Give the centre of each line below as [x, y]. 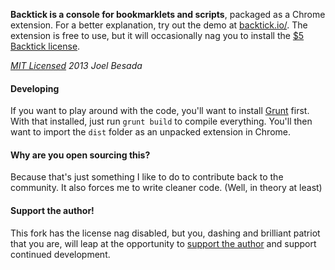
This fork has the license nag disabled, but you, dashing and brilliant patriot [165, 233]
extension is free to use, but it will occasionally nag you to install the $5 [157, 35]
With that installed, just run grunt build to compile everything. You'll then [161, 121]
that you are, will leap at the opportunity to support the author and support [163, 243]
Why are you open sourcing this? [80, 155]
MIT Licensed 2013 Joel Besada [76, 65]
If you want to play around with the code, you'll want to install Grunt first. [160, 111]
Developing [35, 88]
